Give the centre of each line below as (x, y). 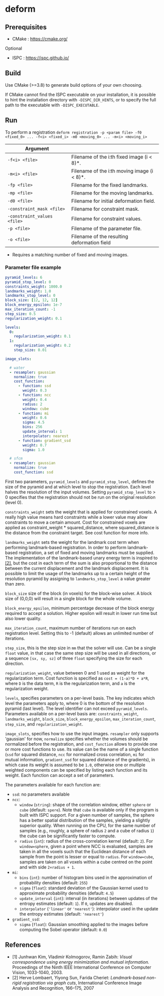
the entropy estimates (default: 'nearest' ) (61, 914)
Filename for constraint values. (107, 219)
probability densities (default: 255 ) (53, 882)
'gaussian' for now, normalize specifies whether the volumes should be (76, 739)
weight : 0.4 (35, 400)
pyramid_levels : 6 (24, 277)
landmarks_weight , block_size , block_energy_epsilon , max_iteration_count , (81, 719)
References (23, 945)
